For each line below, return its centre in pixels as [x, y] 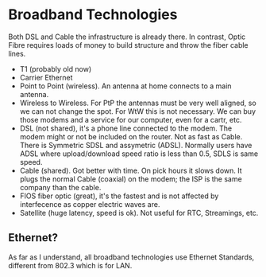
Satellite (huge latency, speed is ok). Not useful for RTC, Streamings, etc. [139, 213]
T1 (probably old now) [56, 68]
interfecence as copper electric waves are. [90, 204]
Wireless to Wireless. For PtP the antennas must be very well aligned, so [138, 103]
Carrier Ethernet [46, 77]
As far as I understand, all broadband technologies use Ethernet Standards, [131, 257]
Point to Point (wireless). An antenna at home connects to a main [125, 86]
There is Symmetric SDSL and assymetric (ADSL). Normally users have [136, 145]
